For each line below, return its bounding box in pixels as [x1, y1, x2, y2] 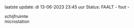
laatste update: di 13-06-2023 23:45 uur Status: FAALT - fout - [4, 4, 130, 10]
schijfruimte [4, 14, 29, 19]
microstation [4, 19, 30, 24]
